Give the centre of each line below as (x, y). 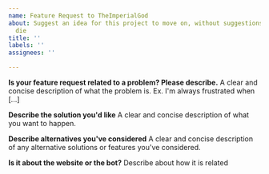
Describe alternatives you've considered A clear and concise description (131, 139)
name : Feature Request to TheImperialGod (78, 16)
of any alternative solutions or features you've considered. (105, 147)
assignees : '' (32, 53)
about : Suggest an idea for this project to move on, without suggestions (136, 23)
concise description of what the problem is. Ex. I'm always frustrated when (132, 91)
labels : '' (26, 45)
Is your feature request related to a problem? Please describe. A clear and (133, 82)
